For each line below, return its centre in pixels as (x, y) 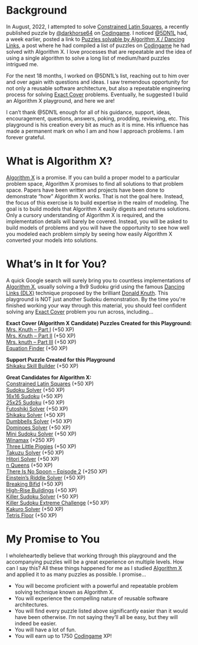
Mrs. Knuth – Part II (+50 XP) (41, 335)
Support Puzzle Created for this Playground (61, 359)
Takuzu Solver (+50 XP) (35, 453)
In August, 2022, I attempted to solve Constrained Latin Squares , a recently (98, 27)
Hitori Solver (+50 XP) (33, 459)
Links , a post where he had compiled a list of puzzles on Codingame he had (98, 45)
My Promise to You (53, 539)
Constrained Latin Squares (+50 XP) (50, 384)
